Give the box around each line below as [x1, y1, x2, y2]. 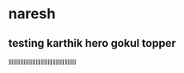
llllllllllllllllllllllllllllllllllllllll [8, 57, 77, 67]
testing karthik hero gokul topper [8, 36, 176, 50]
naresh [8, 5, 56, 23]
